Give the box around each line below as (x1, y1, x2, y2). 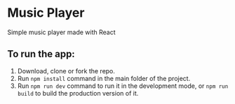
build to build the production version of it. (17, 89, 139, 97)
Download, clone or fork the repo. (17, 66, 116, 75)
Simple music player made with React (7, 28, 116, 36)
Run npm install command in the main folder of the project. (17, 74, 191, 82)
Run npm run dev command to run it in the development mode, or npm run (17, 82, 229, 90)
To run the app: (7, 48, 75, 60)
